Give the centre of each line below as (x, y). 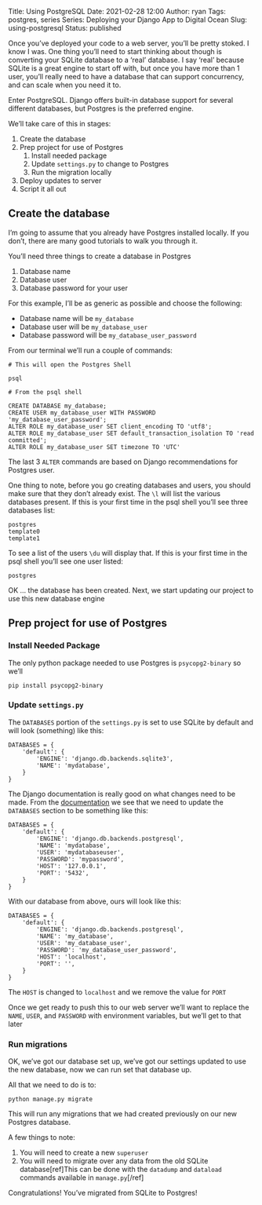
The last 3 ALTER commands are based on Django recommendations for (123, 462)
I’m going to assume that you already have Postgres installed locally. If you (129, 232)
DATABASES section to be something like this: (78, 810)
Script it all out (43, 189)
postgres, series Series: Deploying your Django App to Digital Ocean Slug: (127, 20)
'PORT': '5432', (63, 873)
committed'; (27, 440)
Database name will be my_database (76, 318)
